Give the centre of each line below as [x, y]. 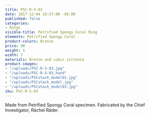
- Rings [13, 28]
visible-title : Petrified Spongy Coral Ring [51, 32]
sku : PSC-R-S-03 [22, 91]
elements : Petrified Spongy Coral [40, 37]
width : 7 [14, 55]
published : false [23, 19]
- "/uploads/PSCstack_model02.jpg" [41, 78]
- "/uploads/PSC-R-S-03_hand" [36, 73]
